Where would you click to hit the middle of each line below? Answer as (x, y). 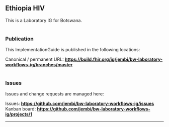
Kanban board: (21, 109)
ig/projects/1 (19, 114)
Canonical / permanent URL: (34, 59)
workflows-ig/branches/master (39, 65)
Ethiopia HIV (25, 8)
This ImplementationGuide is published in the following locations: (73, 50)
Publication (19, 39)
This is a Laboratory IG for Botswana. (44, 20)
